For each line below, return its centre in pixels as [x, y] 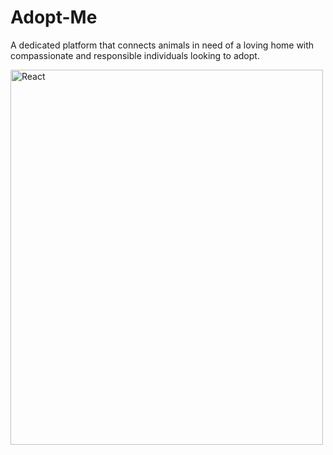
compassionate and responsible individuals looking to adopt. [135, 55]
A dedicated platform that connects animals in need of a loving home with [162, 45]
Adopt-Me [54, 17]
